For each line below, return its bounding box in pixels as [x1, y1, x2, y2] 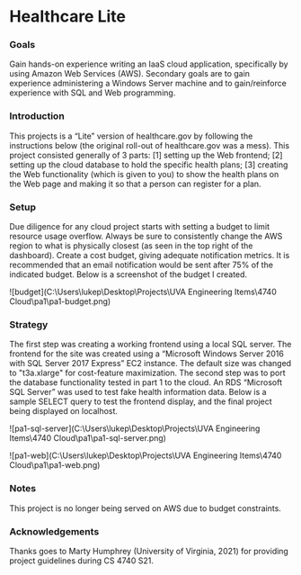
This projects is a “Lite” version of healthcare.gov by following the [9, 130, 253, 141]
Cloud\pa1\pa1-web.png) [9, 460, 101, 471]
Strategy [9, 319, 49, 330]
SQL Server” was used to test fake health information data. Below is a [9, 387, 267, 398]
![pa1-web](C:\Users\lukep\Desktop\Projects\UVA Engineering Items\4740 [9, 450, 282, 461]
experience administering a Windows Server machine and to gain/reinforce [9, 78, 288, 89]
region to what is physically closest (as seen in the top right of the [9, 240, 253, 251]
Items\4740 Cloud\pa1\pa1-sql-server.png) [9, 433, 166, 444]
